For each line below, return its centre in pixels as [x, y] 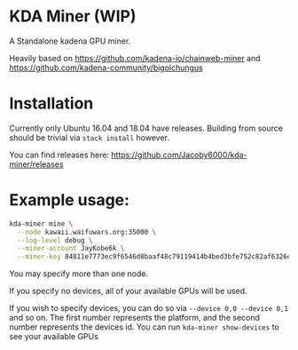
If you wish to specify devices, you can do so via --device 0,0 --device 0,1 [149, 308]
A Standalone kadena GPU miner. [70, 41]
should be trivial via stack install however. [90, 137]
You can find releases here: [59, 155]
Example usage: [70, 200]
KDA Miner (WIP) [73, 16]
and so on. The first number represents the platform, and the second [134, 318]
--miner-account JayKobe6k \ [71, 249]
